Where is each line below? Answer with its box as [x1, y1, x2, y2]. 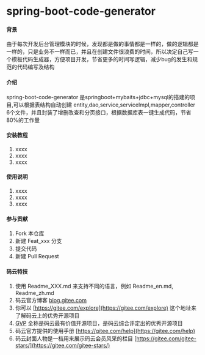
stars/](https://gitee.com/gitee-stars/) [15, 342, 110, 349]
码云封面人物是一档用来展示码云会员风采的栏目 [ [15, 335, 137, 342]
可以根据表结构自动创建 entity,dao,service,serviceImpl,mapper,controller [13, 101, 196, 108]
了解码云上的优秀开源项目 [15, 312, 80, 319]
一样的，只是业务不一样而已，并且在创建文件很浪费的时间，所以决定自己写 [6, 48, 193, 56]
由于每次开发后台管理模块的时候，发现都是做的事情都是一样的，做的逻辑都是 [6, 40, 199, 48]
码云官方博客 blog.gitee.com [15, 297, 87, 304]
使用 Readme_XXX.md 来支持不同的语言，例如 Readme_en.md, [15, 283, 174, 290]
